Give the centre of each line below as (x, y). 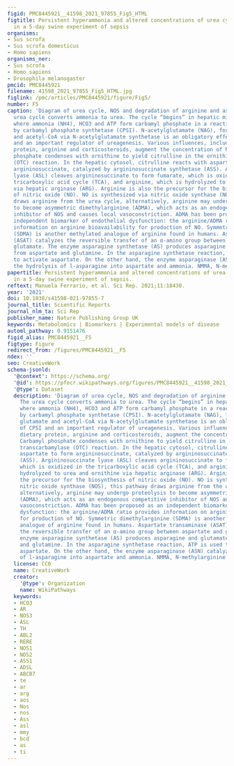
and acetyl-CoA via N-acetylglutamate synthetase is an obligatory (114, 136)
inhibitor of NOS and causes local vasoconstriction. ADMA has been (115, 214)
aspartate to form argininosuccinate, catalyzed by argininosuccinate (124, 454)
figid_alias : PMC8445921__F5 (49, 337)
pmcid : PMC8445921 (34, 85)
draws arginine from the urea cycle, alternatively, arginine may (112, 202)
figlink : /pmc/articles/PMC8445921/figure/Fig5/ (79, 98)
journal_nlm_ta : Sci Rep (43, 312)
